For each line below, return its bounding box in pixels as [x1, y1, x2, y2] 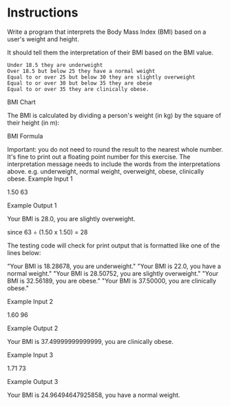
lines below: [7, 248, 41, 256]
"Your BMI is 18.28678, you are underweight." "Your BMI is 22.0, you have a [7, 262, 222, 270]
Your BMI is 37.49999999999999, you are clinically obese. [7, 337, 174, 345]
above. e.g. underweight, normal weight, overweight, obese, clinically [7, 167, 205, 175]
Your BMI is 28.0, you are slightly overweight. [7, 214, 136, 223]
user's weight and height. [7, 34, 79, 43]
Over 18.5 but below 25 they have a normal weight [7, 68, 156, 74]
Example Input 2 [7, 297, 54, 305]
